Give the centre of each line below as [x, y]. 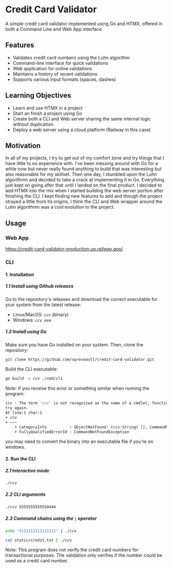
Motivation [23, 145]
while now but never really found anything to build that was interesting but [83, 169]
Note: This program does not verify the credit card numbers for [72, 550]
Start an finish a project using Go [47, 113]
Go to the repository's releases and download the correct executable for [81, 299]
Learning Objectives [38, 96]
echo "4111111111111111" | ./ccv [41, 531]
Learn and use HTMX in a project [48, 108]
